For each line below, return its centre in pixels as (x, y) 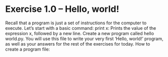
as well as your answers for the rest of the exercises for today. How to (78, 44)
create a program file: (28, 49)
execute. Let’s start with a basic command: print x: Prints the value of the (81, 28)
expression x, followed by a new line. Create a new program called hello (80, 33)
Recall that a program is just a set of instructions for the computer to (76, 23)
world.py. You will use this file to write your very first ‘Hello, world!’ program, (84, 39)
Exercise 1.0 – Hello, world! (62, 9)
